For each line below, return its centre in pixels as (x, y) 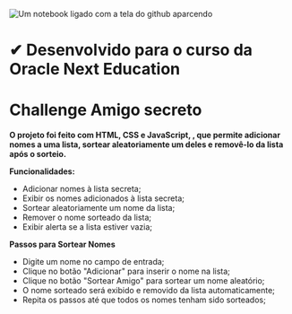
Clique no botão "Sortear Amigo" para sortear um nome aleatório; (143, 281)
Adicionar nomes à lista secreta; (82, 189)
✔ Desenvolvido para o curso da (131, 50)
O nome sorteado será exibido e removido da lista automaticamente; (149, 291)
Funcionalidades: (42, 171)
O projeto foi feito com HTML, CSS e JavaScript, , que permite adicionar (145, 135)
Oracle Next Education (95, 70)
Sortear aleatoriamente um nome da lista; (99, 208)
